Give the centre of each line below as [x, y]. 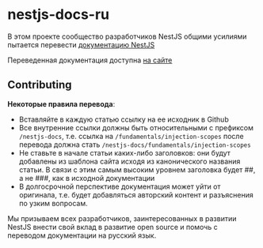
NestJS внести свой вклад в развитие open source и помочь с [113, 227]
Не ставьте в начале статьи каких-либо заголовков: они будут [125, 152]
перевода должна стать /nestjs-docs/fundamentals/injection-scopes [135, 145]
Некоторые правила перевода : [61, 103]
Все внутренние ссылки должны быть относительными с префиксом [136, 127]
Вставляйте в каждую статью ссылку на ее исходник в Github [124, 119]
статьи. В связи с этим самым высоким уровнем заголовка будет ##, [137, 169]
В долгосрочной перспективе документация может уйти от [120, 186]
